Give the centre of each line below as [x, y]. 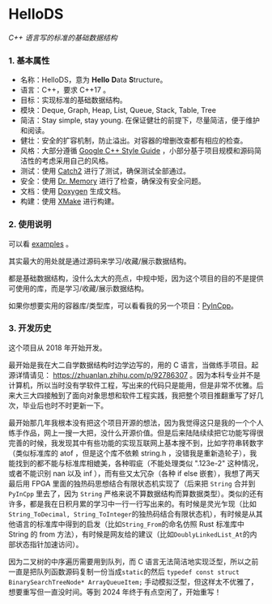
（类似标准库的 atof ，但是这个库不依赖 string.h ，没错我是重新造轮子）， [129, 453]
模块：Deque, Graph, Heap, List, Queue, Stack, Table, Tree [118, 110]
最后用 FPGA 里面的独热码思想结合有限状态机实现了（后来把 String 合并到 [132, 483]
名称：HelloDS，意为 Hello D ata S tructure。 [93, 80]
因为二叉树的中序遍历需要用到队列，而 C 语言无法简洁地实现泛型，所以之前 [134, 561]
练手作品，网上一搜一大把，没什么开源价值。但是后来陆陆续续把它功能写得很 [136, 433]
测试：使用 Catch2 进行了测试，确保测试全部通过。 [105, 171]
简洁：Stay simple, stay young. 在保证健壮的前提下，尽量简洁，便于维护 [140, 120]
